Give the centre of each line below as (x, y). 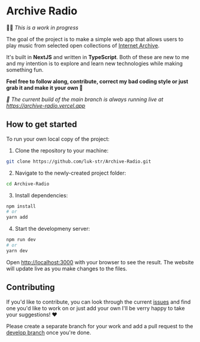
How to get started (42, 125)
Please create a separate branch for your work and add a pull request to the (100, 326)
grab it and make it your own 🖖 (45, 87)
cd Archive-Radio (28, 184)
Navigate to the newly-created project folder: (70, 173)
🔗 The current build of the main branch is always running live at (85, 99)
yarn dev (17, 251)
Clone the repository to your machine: (62, 150)
